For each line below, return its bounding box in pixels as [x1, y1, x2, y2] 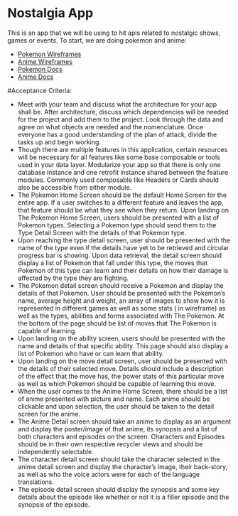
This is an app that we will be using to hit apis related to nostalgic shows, [7, 28, 221, 37]
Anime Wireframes [17, 57, 72, 65]
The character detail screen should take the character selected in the [17, 455, 220, 463]
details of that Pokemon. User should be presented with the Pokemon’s [17, 289, 226, 297]
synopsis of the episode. [17, 500, 90, 509]
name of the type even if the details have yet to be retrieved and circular [17, 243, 229, 252]
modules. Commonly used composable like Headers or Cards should [17, 176, 219, 184]
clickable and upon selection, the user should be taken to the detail [17, 402, 215, 410]
